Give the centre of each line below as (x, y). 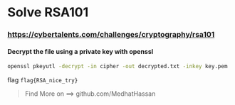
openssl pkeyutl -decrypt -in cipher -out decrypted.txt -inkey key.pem (117, 67)
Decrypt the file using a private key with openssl (80, 51)
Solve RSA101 (48, 12)
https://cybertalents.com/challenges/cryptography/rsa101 (111, 35)
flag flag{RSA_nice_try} (43, 80)
